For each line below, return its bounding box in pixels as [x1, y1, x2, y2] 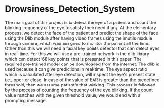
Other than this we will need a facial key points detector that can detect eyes [5, 45, 160, 51]
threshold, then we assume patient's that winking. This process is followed [5, 82, 156, 87]
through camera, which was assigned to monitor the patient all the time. [5, 40, 150, 46]
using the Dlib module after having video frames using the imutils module [5, 35, 153, 41]
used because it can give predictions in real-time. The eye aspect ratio [5, 66, 148, 72]
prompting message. [5, 97, 47, 103]
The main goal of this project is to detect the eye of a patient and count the [5, 20, 156, 25]
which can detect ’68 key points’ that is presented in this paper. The [5, 56, 142, 62]
